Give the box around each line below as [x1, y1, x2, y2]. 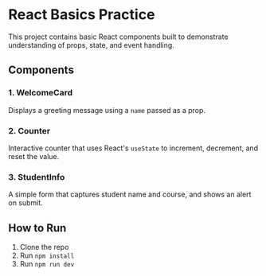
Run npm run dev [19, 259, 75, 269]
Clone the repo [19, 243, 69, 252]
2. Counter [8, 125, 50, 136]
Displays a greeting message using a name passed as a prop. [8, 105, 205, 115]
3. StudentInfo [8, 171, 65, 182]
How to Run [8, 221, 67, 235]
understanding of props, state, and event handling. [8, 40, 175, 49]
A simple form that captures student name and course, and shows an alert [8, 189, 252, 200]
